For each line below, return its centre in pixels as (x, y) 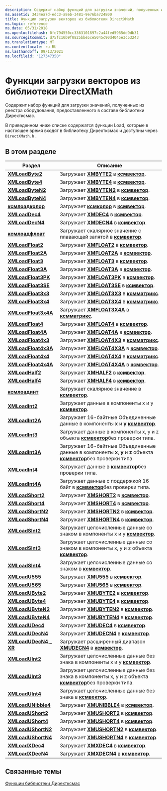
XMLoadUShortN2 (30, 729)
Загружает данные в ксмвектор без (103, 467)
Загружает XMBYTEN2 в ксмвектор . (105, 190)
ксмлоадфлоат (27, 234)
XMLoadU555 (24, 577)
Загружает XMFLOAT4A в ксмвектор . (106, 332)
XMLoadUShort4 (28, 721)
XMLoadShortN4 (28, 520)
